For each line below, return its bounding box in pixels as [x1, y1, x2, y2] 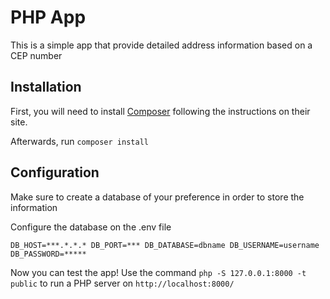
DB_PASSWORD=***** [10, 249, 87, 259]
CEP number [10, 49, 63, 61]
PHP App [10, 6, 87, 29]
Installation [10, 79, 82, 96]
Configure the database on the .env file [10, 221, 172, 233]
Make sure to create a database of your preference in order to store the [10, 191, 305, 203]
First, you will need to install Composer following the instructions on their [10, 105, 311, 117]
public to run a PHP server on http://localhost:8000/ [10, 277, 235, 289]
